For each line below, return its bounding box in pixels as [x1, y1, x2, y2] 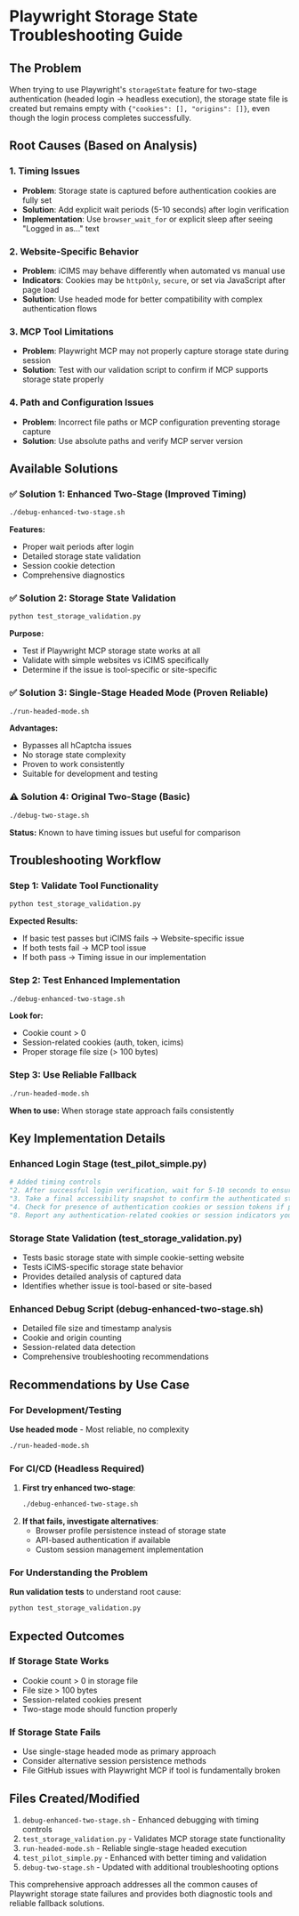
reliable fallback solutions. [9, 1897, 105, 1908]
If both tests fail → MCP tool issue [21, 942, 147, 953]
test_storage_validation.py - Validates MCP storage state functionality [21, 1833, 287, 1844]
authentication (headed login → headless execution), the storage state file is [9, 93, 288, 104]
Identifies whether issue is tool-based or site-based [21, 1280, 212, 1291]
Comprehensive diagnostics [21, 570, 125, 580]
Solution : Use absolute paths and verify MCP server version [21, 435, 243, 446]
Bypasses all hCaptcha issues [21, 740, 132, 751]
